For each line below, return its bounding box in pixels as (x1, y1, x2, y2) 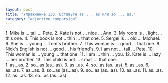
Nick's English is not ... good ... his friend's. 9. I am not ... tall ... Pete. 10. (5, 46, 154, 52)
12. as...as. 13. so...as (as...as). (5, 73, 68, 79)
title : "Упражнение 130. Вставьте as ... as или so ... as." (5, 12, 136, 17)
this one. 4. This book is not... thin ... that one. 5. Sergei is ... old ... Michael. (5, 35, 161, 41)
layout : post (5, 7, 33, 12)
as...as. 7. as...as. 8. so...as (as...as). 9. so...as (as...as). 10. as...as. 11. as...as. (5, 67, 163, 73)
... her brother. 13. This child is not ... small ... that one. (5, 57, 117, 63)
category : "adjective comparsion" (5, 16, 78, 21)
